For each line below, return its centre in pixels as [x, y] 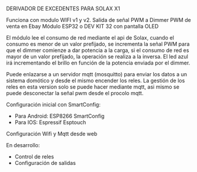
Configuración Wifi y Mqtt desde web [52, 134]
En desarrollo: [23, 145]
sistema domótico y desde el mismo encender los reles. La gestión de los [96, 80]
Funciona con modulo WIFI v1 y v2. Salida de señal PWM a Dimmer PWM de [98, 20]
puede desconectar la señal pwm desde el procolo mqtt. [75, 93]
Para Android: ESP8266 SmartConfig [59, 116]
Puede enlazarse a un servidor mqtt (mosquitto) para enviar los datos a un [97, 74]
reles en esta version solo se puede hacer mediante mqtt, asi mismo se [93, 87]
